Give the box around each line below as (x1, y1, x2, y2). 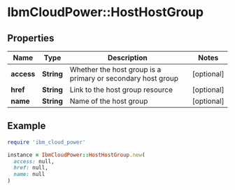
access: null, (13, 158, 55, 165)
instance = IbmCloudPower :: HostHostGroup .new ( (7, 151, 145, 158)
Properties (7, 32, 55, 44)
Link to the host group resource (69, 85, 173, 95)
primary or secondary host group (69, 74, 178, 83)
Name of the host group (69, 96, 148, 106)
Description (107, 53, 148, 62)
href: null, (13, 164, 49, 172)
